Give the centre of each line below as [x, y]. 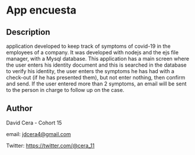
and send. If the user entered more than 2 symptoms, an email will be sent [97, 84]
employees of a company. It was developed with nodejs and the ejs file [92, 52]
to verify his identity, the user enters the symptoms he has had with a [90, 71]
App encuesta [41, 10]
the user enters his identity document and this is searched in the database [97, 65]
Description [28, 32]
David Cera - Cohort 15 [34, 123]
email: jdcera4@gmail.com [39, 134]
